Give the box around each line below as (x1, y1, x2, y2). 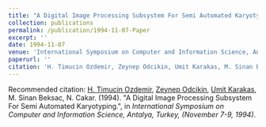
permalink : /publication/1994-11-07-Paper (8, 26, 150, 34)
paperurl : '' (8, 56, 51, 64)
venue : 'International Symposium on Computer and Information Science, (8, 48, 249, 56)
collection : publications (8, 19, 93, 27)
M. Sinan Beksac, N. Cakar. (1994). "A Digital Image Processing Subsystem (8, 92, 253, 103)
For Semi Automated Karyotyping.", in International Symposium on (8, 101, 224, 110)
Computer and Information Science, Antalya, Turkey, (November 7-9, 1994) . (8, 110, 256, 119)
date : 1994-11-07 (8, 41, 66, 49)
